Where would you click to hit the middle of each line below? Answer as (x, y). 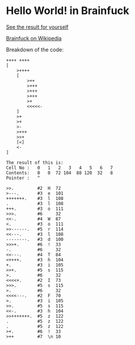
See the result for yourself (37, 27)
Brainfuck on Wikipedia (34, 38)
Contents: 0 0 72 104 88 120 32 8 (60, 173)
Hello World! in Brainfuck (68, 11)
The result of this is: (35, 163)
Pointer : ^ (23, 178)
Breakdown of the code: (35, 49)
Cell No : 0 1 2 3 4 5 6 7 (60, 168)
